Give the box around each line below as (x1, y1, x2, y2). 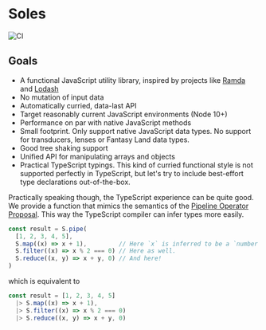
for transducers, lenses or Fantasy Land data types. (19, 135, 190, 144)
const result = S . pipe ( (8, 225, 88, 233)
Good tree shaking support (19, 143, 109, 152)
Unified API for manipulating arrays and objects (19, 151, 175, 161)
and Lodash (19, 84, 59, 93)
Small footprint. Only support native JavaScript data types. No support (19, 126, 252, 136)
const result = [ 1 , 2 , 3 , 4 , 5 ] (8, 292, 115, 300)
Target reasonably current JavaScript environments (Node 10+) (19, 109, 229, 119)
